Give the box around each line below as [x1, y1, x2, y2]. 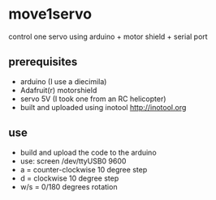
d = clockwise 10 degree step [19, 173, 119, 183]
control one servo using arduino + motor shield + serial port [8, 32, 209, 41]
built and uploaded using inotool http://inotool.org [19, 102, 187, 112]
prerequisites [8, 55, 78, 69]
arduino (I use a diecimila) [19, 76, 107, 86]
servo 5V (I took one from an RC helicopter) [19, 94, 166, 104]
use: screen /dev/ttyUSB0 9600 [19, 155, 127, 166]
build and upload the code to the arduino [19, 147, 157, 157]
